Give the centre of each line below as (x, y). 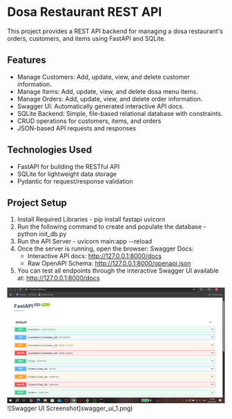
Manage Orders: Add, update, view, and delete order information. (110, 99)
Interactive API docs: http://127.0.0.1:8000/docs (95, 256)
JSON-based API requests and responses (77, 128)
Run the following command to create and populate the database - (112, 227)
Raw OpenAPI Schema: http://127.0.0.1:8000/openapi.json (109, 264)
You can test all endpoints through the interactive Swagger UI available (118, 271)
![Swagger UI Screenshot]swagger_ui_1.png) (70, 408)
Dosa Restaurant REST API (85, 12)
